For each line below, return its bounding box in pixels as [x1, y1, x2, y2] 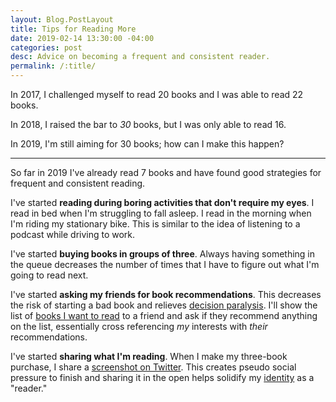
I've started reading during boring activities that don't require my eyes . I [10, 197, 315, 208]
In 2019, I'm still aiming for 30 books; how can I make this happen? [10, 138, 285, 150]
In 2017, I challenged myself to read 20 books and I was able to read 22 [10, 89, 304, 100]
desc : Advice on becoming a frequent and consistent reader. [10, 52, 271, 62]
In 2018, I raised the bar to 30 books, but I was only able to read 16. [10, 119, 287, 130]
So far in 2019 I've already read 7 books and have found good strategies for [10, 167, 322, 178]
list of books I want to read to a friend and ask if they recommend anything [10, 310, 318, 321]
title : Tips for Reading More [10, 24, 137, 34]
